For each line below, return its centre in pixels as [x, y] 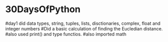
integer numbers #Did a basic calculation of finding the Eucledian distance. [84, 28]
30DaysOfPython [43, 9]
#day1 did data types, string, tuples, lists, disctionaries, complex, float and [83, 23]
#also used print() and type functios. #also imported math [66, 34]
